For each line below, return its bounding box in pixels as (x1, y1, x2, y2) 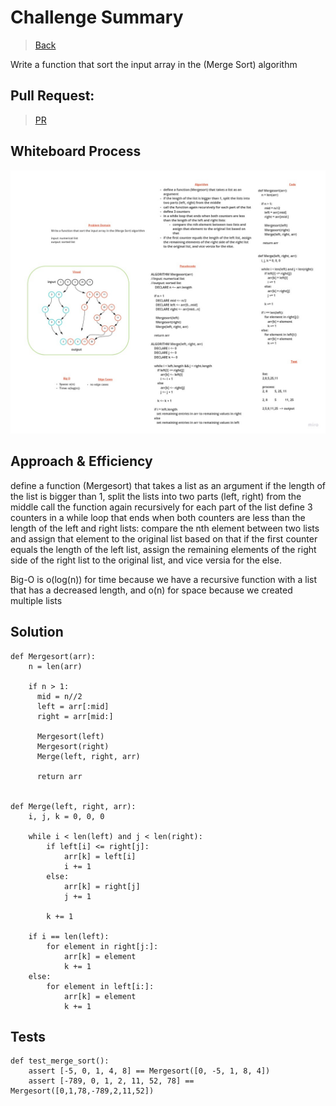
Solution (10, 624, 64, 641)
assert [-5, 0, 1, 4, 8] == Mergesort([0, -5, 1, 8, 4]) (28, 1066, 271, 1076)
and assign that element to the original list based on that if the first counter (10, 532, 318, 545)
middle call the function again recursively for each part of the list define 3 (10, 501, 313, 513)
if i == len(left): (28, 931, 110, 941)
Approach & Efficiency (10, 453, 153, 470)
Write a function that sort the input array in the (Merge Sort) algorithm (10, 58, 298, 70)
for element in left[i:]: (46, 981, 155, 991)
